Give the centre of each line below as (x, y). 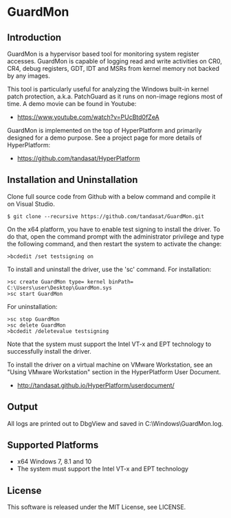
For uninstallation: (32, 306)
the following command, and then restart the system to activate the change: (114, 244)
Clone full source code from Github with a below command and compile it (111, 196)
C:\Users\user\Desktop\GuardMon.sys (59, 288)
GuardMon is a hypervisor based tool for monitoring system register (103, 54)
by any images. (29, 76)
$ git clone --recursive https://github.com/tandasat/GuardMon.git (106, 216)
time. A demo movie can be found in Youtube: (72, 104)
